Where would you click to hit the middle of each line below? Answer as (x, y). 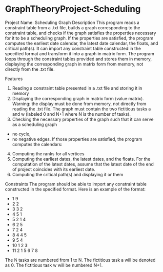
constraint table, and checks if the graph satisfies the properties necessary (81, 33)
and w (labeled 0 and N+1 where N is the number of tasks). (71, 114)
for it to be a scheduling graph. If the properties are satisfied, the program (79, 38)
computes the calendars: (37, 144)
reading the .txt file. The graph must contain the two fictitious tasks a (81, 109)
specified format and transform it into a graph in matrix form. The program (80, 53)
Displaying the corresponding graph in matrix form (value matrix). (78, 98)
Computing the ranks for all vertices (48, 154)
